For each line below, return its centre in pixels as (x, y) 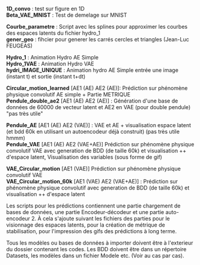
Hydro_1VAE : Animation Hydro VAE (50, 64)
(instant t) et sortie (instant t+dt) (46, 76)
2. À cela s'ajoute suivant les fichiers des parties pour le (101, 219)
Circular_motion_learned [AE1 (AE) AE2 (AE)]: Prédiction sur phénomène (97, 88)
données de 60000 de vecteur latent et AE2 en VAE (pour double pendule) (98, 107)
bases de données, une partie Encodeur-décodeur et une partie (85, 212)
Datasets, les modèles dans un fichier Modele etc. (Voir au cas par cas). (95, 255)
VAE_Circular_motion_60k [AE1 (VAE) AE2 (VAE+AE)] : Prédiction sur (92, 181)
